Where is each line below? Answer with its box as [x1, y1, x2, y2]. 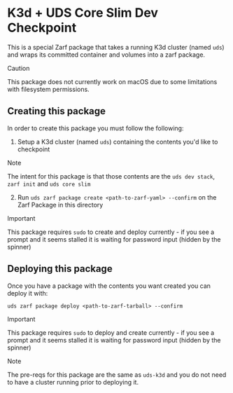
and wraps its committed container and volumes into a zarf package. [7, 50, 205, 59]
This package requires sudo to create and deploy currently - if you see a [7, 228, 215, 236]
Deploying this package [7, 263, 113, 275]
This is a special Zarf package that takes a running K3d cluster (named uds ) [7, 43, 225, 51]
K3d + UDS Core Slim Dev [7, 5, 159, 21]
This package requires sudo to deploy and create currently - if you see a [7, 328, 215, 337]
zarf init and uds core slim [7, 179, 91, 188]
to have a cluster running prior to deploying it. [7, 378, 139, 386]
